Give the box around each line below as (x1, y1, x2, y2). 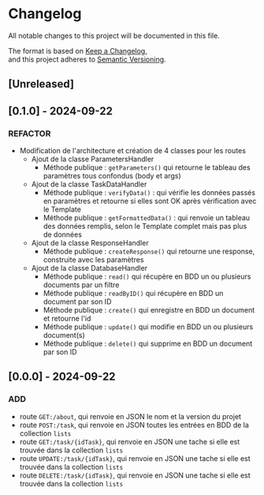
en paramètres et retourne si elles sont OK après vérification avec (43, 197, 257, 206)
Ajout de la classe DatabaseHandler (31, 264, 148, 273)
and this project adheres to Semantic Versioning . (8, 54, 167, 64)
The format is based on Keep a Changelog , (8, 46, 147, 55)
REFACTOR (8, 128, 51, 139)
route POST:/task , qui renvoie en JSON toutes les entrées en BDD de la (19, 420, 250, 429)
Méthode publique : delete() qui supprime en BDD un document (43, 339, 253, 348)
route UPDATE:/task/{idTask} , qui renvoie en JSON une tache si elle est (19, 453, 251, 463)
